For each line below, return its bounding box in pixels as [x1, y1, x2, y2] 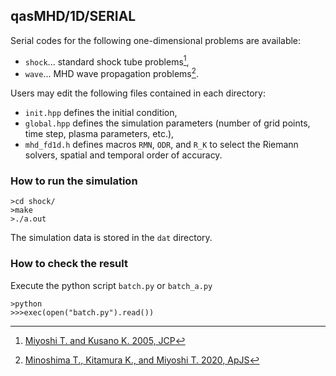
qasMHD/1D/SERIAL [10, 8, 137, 25]
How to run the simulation [10, 174, 138, 188]
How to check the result [10, 257, 128, 271]
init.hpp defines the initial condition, [24, 107, 178, 119]
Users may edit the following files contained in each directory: [10, 87, 266, 99]
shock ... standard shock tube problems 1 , [24, 54, 190, 68]
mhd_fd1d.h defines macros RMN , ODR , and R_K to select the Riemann [24, 139, 299, 151]
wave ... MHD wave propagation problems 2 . [24, 66, 199, 80]
